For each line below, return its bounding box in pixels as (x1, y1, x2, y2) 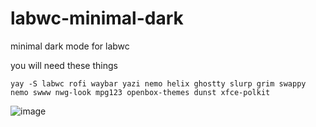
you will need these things (10, 59, 118, 71)
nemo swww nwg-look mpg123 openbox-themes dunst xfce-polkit (10, 87, 271, 97)
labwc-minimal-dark (10, 7, 184, 30)
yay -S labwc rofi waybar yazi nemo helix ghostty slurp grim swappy (10, 78, 307, 89)
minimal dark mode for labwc (10, 40, 130, 52)
